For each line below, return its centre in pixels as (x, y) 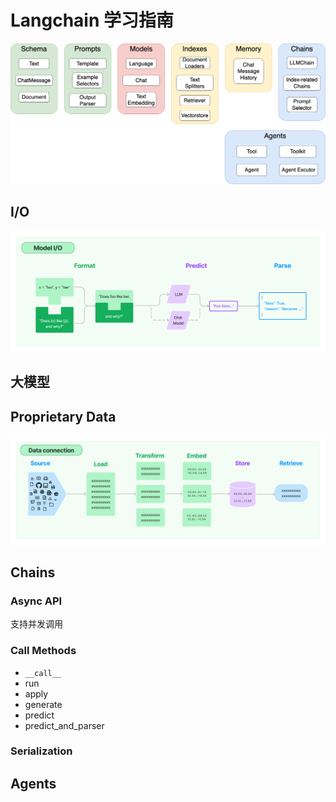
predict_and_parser (64, 725)
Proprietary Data (63, 416)
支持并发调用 (36, 624)
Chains (33, 572)
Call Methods (43, 651)
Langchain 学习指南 (92, 20)
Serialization (41, 751)
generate (43, 704)
